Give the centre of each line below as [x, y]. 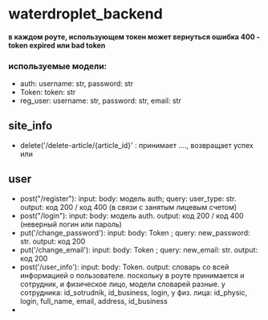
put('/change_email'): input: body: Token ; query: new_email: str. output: [139, 249]
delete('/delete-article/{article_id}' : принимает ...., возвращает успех [137, 145]
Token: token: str [48, 92]
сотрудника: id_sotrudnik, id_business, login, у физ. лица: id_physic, [134, 292]
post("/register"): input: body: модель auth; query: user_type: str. [128, 199]
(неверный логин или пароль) [71, 224]
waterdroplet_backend [85, 14]
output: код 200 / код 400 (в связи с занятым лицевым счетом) [128, 207]
